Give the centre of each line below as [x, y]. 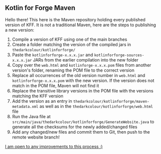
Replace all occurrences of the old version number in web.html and [79, 75]
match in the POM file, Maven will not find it [56, 85]
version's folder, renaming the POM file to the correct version [73, 70]
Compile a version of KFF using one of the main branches [70, 39]
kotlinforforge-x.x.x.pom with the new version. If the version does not [83, 80]
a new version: [20, 30]
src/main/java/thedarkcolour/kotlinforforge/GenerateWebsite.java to [83, 122]
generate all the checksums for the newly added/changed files [74, 127]
